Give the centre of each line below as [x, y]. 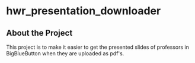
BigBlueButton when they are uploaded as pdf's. [65, 53]
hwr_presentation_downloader [84, 11]
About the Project [39, 33]
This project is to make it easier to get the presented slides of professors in [98, 47]
